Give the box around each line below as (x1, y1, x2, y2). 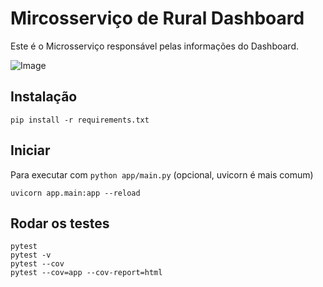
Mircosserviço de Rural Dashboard (10, 7, 305, 30)
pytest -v (10, 250, 52, 261)
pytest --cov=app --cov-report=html (10, 268, 163, 278)
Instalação (10, 88, 78, 106)
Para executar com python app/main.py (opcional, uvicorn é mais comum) (10, 168, 314, 181)
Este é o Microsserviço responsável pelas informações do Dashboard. (10, 40, 300, 52)
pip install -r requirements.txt (10, 115, 150, 125)
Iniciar (10, 142, 51, 159)
